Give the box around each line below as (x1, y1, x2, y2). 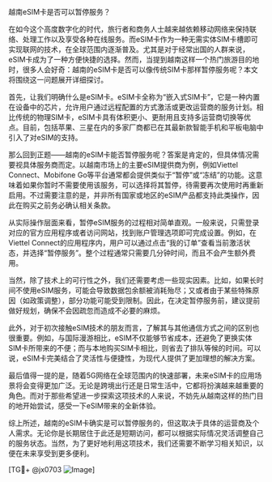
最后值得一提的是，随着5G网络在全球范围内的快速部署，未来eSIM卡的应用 (8, 371, 255, 380)
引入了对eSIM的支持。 (8, 133, 83, 142)
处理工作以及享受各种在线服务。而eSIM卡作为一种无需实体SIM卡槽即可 (22, 35, 258, 44)
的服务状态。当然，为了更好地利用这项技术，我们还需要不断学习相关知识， (8, 438, 257, 448)
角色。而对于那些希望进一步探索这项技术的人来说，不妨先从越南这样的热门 (8, 391, 257, 400)
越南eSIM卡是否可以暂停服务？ (8, 7, 111, 16)
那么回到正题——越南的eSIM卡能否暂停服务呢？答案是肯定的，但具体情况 (8, 150, 253, 160)
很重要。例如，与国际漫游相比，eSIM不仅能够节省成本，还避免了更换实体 (8, 333, 253, 343)
